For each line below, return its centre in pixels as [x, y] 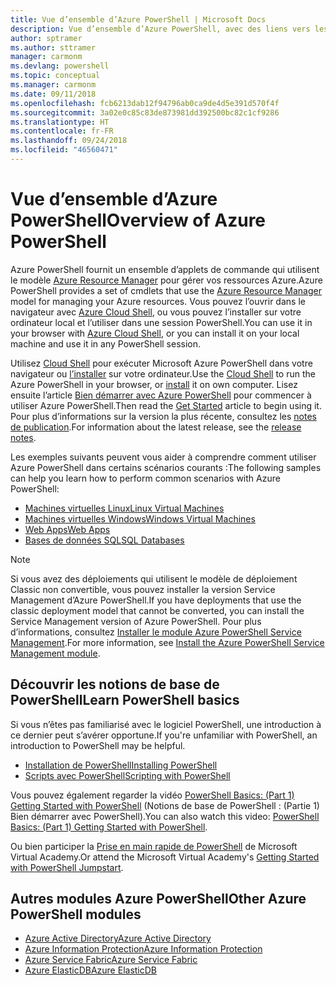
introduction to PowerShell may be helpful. [98, 745]
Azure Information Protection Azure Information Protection [143, 949]
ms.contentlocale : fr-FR [62, 131]
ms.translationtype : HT [60, 122]
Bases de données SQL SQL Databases [104, 540]
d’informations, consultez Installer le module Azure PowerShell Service [156, 632]
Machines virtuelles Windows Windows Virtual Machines [140, 518]
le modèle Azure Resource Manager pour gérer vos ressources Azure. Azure [166, 280]
